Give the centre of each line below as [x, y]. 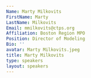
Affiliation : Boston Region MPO [45, 33]
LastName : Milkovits [31, 22]
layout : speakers [27, 66]
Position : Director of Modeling [45, 39]
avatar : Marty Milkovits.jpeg [43, 50]
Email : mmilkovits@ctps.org [41, 28]
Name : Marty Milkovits [34, 11]
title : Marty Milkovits [35, 55]
